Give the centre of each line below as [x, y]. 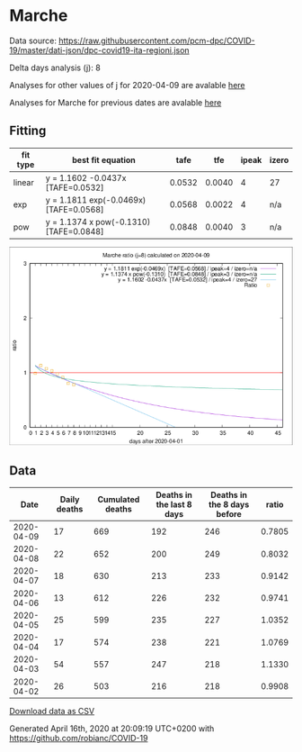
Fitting [28, 131]
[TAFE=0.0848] [75, 231]
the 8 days [229, 504]
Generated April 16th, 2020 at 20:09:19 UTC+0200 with [112, 729]
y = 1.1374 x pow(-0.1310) [98, 222]
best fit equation [104, 159]
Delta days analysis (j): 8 [55, 68]
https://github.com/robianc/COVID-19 [79, 738]
